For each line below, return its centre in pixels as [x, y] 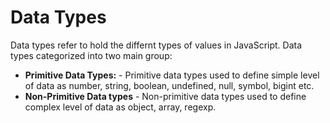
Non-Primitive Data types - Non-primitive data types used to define [165, 96]
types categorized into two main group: [91, 55]
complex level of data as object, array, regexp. [120, 107]
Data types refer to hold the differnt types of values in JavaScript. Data [156, 45]
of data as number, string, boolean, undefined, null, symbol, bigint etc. [169, 85]
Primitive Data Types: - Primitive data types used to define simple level [172, 75]
